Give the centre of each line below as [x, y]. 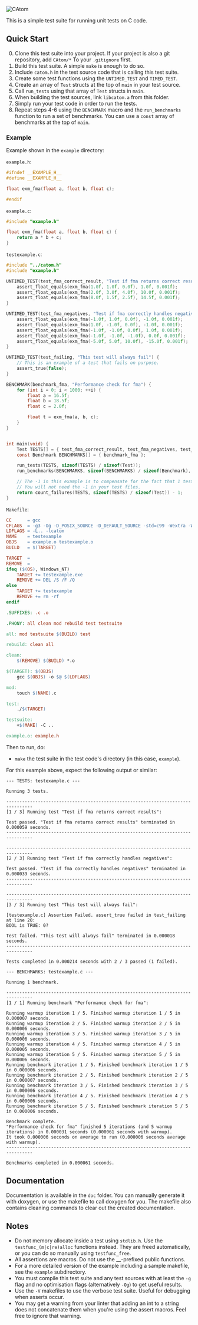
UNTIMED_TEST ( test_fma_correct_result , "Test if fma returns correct [93, 281]
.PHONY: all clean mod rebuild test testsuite [64, 623]
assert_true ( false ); [42, 369]
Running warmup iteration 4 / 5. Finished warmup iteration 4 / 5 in [93, 1044]
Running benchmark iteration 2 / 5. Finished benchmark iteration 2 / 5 [97, 1075]
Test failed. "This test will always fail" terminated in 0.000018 [91, 936]
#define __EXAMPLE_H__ [34, 178]
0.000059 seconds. [29, 827]
